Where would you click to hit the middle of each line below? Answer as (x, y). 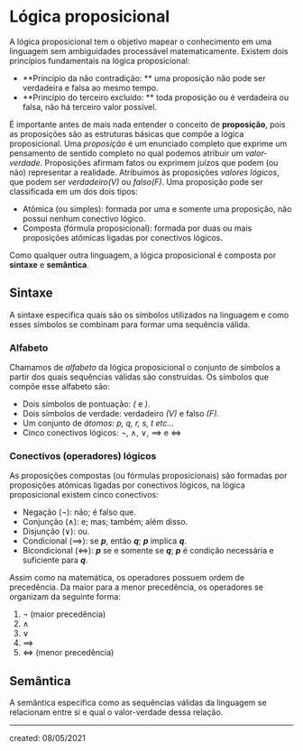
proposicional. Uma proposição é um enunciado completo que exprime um (148, 143)
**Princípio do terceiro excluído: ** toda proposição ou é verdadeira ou (156, 97)
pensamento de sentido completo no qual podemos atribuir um (126, 153)
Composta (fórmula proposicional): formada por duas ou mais (137, 228)
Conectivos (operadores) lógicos (83, 455)
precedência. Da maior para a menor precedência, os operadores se (137, 587)
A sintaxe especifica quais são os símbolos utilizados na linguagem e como (149, 315)
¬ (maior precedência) (64, 614)
